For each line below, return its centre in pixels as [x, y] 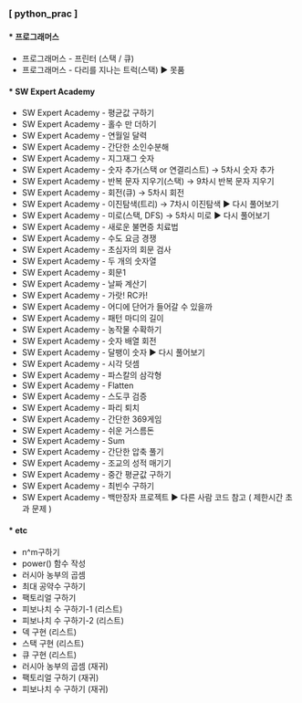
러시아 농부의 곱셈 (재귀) [65, 666]
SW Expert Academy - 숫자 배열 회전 [89, 341]
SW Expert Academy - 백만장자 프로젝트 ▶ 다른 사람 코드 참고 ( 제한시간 [152, 498]
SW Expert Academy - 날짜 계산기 [84, 284]
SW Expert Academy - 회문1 [74, 273]
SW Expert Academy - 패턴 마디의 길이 [93, 319]
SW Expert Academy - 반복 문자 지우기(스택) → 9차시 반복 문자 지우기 [148, 182]
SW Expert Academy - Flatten [78, 385]
